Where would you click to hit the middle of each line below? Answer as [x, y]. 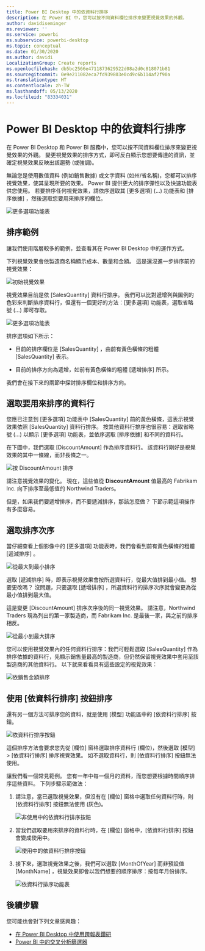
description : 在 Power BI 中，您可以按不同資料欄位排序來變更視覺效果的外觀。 [97, 18]
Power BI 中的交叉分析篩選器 [51, 942]
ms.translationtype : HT [37, 80]
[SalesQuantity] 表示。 [43, 356]
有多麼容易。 [22, 509]
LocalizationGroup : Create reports [52, 63]
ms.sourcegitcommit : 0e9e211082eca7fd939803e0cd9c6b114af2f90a [88, 74]
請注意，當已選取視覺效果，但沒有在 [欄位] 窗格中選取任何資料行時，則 [104, 796]
